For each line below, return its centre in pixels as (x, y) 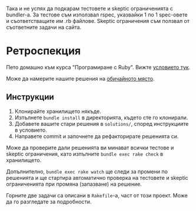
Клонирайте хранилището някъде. (58, 111)
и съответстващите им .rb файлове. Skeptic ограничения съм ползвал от (98, 21)
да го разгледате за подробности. (49, 202)
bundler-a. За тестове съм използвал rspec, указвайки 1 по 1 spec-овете (97, 15)
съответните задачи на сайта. (44, 27)
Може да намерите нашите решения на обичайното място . (80, 78)
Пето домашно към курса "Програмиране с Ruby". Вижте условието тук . (98, 67)
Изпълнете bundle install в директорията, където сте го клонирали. (101, 118)
